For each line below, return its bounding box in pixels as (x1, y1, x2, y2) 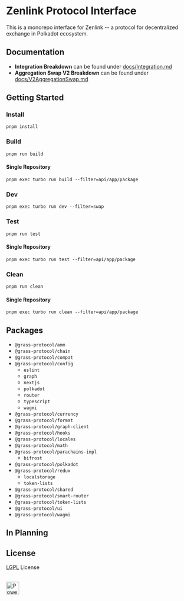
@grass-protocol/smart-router (14, 493, 90, 499)
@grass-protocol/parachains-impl (14, 449, 97, 455)
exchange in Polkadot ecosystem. (6, 30, 88, 37)
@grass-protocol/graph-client (14, 424, 90, 430)
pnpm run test (6, 231, 41, 237)
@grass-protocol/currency (14, 412, 78, 417)
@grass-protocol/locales (14, 436, 76, 442)
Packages (6, 325, 43, 335)
